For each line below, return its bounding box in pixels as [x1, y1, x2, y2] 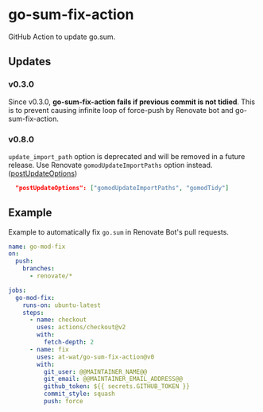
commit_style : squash [43, 390, 115, 398]
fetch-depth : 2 [43, 338, 94, 347]
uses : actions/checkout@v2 [37, 324, 126, 332]
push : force [43, 398, 83, 406]
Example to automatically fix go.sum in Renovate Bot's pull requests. [8, 227, 229, 236]
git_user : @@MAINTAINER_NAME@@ [43, 367, 148, 375]
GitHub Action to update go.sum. [8, 32, 116, 41]
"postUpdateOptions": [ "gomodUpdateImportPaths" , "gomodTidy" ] [15, 184, 229, 192]
